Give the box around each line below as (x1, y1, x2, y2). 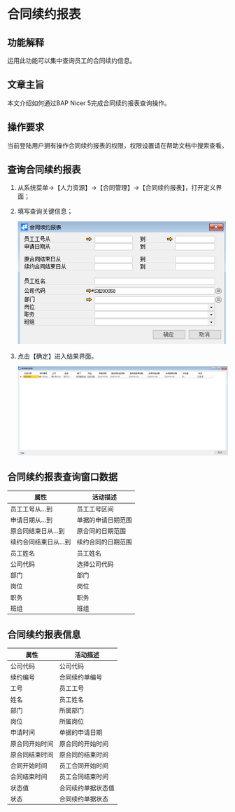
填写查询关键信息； (17, 207, 73, 216)
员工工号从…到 (10, 504, 53, 513)
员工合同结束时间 (59, 772, 108, 781)
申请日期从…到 (10, 516, 53, 524)
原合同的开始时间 (59, 739, 108, 748)
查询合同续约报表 (7, 164, 81, 176)
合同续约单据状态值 (59, 783, 115, 792)
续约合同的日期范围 (76, 537, 133, 546)
